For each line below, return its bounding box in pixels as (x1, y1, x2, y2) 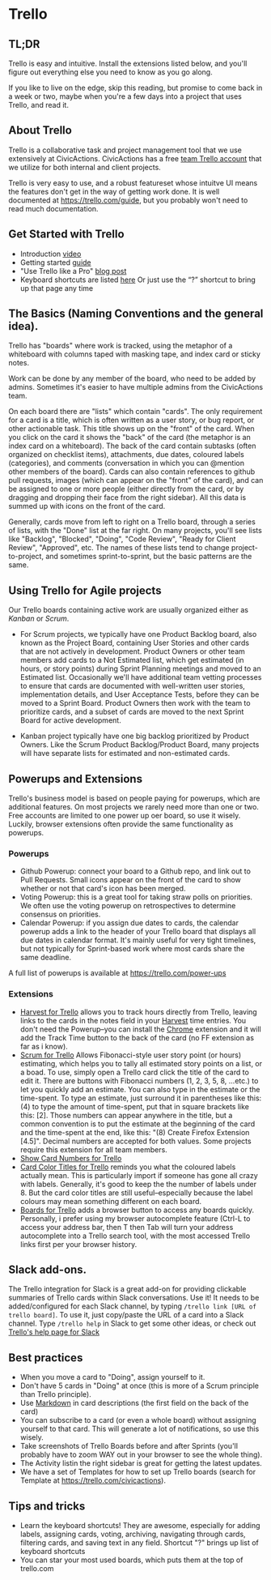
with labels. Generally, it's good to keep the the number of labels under (19, 1179, 257, 1189)
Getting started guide (19, 257, 91, 267)
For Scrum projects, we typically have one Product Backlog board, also (19, 630, 257, 639)
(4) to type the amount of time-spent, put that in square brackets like (19, 1101, 249, 1111)
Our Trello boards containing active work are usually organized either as (8, 605, 249, 615)
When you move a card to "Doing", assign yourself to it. (19, 1373, 205, 1382)
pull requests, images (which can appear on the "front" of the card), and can (8, 476, 264, 485)
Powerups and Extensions (8, 771, 143, 786)
